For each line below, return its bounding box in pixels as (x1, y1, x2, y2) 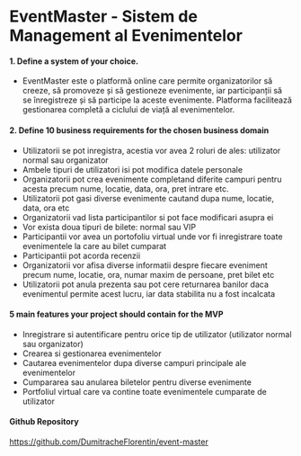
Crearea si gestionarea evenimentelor (22, 348, 162, 359)
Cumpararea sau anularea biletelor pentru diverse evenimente (22, 376, 252, 388)
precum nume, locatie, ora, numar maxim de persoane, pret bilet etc (22, 269, 275, 280)
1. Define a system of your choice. (9, 56, 139, 67)
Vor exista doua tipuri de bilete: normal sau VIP (22, 221, 196, 232)
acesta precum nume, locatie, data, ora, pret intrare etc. (22, 183, 229, 194)
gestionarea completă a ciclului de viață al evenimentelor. (22, 104, 235, 115)
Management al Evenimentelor (9, 25, 243, 46)
